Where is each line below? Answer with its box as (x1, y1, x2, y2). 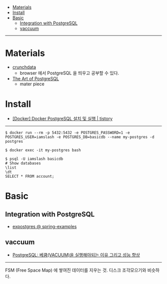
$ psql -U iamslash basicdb (5, 156, 64, 161)
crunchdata (12, 64, 36, 70)
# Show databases (5, 161, 41, 166)
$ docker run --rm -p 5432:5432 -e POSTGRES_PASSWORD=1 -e (5, 130, 130, 135)
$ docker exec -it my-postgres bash (5, 147, 81, 153)
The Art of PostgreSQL (12, 75, 59, 81)
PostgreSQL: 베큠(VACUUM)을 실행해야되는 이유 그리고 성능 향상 (12, 252, 140, 258)
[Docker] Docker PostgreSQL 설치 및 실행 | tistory (12, 115, 113, 121)
